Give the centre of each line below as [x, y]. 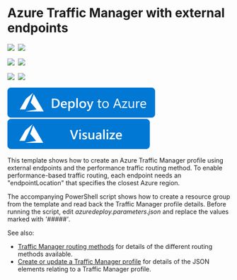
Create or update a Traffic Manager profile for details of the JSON [114, 261]
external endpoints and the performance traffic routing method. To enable [115, 168]
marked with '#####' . [39, 219]
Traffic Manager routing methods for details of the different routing [115, 246]
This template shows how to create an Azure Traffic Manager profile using [116, 160]
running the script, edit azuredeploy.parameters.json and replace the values [118, 211]
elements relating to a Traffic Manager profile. [85, 269]
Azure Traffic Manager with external [116, 13]
